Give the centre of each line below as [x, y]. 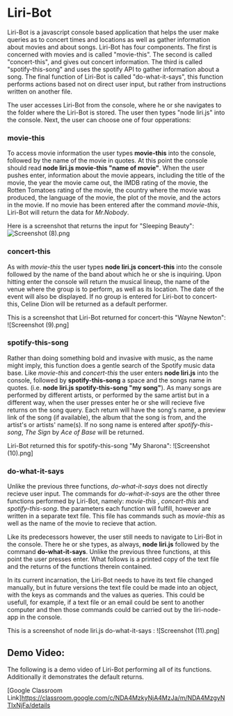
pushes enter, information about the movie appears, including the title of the [116, 175]
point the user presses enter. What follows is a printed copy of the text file [113, 559]
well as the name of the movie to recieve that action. [82, 523]
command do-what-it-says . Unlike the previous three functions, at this [109, 552]
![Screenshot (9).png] [38, 325]
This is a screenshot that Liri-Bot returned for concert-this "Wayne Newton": [116, 317]
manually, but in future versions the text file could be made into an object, [113, 588]
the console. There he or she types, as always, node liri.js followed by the [113, 544]
